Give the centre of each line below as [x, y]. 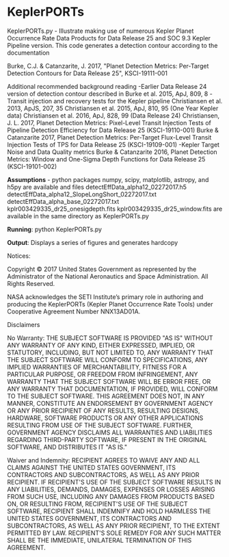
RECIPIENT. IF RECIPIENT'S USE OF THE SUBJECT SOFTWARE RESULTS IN [114, 482]
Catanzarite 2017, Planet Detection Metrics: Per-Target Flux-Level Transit [109, 137]
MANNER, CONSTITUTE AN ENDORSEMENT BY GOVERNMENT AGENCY [110, 403]
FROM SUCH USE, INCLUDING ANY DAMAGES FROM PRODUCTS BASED [111, 496]
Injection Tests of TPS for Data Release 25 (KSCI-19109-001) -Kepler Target [113, 144]
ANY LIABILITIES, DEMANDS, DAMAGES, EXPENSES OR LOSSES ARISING [111, 489]
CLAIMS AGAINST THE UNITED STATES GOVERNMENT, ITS [92, 467]
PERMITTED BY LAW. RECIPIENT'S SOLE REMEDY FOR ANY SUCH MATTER [114, 533]
